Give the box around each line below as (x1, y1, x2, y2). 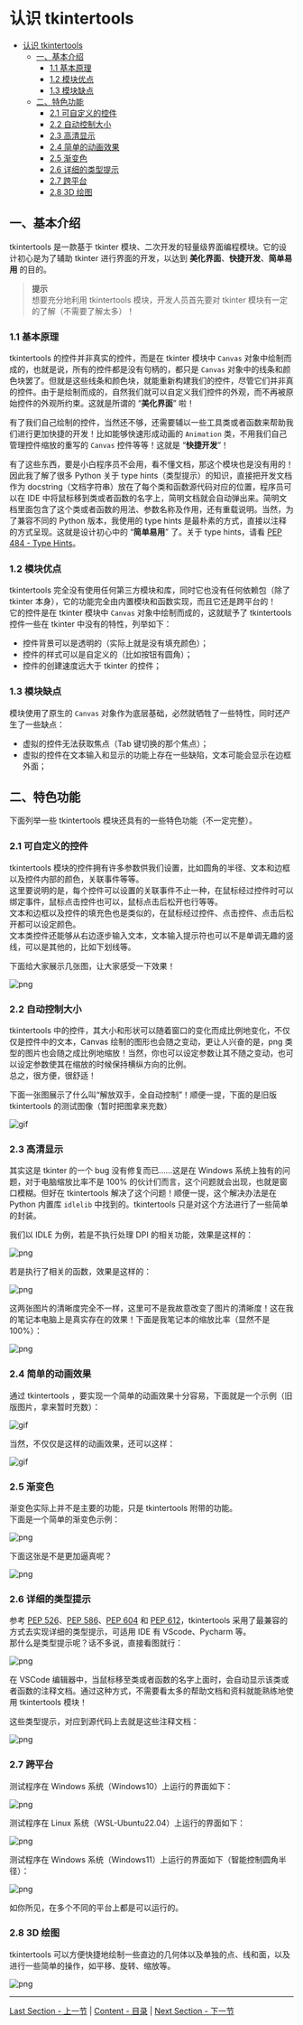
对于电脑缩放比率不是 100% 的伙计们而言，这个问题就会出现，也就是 (24, 1176, 280, 1188)
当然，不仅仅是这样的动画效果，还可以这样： (9, 1438, 176, 1449)
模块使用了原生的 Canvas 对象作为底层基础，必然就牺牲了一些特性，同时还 (9, 707, 283, 718)
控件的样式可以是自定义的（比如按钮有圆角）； (22, 649, 193, 660)
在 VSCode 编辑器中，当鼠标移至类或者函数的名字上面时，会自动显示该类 (9, 1675, 281, 1685)
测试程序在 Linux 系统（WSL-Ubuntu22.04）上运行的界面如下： (9, 1817, 246, 1828)
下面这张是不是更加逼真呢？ (9, 1550, 113, 1561)
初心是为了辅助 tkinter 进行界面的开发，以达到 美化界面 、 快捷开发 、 (16, 252, 269, 263)
